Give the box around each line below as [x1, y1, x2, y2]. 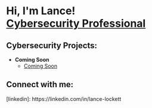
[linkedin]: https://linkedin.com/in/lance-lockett [6, 95, 122, 102]
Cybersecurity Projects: [6, 40, 97, 50]
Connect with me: [6, 80, 74, 90]
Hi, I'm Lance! [6, 4, 76, 18]
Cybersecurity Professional [6, 17, 146, 30]
